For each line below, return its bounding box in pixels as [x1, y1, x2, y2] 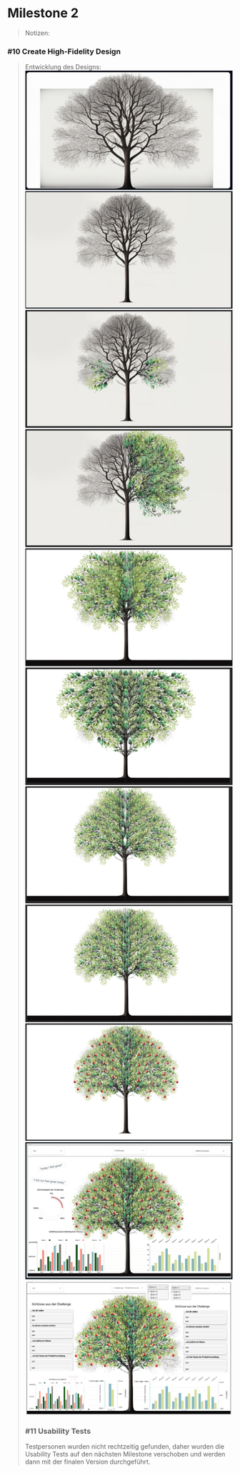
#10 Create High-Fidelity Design [7, 46, 121, 56]
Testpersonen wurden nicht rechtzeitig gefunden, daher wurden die [24, 1442, 225, 1451]
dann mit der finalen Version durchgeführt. [24, 1457, 151, 1466]
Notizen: [24, 29, 50, 37]
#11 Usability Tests [24, 1426, 91, 1436]
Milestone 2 [7, 5, 79, 21]
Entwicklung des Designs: [24, 63, 101, 71]
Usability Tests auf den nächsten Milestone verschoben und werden [24, 1449, 226, 1458]
